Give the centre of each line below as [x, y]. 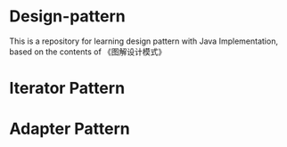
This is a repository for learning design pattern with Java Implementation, [144, 41]
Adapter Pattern [70, 129]
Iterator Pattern [67, 89]
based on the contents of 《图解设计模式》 [88, 52]
